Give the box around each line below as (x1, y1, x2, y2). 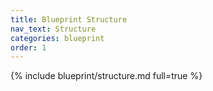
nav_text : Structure (10, 24, 97, 34)
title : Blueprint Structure (10, 14, 128, 25)
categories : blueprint (10, 33, 105, 43)
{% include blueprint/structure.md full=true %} (10, 70, 203, 82)
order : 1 (10, 42, 47, 53)
